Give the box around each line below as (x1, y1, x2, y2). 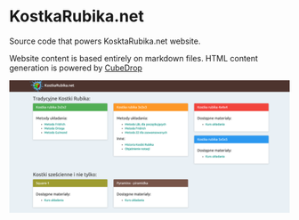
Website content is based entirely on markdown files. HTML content (9, 53, 258, 63)
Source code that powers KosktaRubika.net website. (9, 36, 201, 46)
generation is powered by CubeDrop (9, 62, 142, 73)
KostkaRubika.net (9, 6, 144, 27)
